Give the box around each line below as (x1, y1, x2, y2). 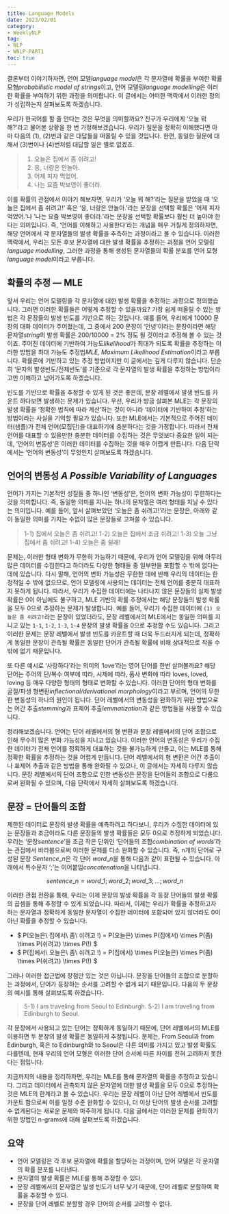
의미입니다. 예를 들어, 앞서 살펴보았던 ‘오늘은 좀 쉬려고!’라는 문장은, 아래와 (14, 506, 211, 515)
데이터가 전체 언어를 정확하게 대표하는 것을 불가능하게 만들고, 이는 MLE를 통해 (14, 745, 222, 753)
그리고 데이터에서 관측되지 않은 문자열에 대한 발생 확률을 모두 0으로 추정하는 (16, 1081, 219, 1089)
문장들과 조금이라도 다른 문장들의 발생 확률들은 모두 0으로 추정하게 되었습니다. (14, 829, 223, 837)
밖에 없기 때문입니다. (7, 647, 62, 655)
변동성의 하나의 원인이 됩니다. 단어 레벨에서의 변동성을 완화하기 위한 (14, 696, 195, 704)
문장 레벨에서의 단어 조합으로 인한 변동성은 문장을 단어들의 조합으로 (21, 770, 200, 778)
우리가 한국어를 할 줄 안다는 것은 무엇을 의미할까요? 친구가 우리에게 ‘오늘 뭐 (7, 114, 207, 123)
